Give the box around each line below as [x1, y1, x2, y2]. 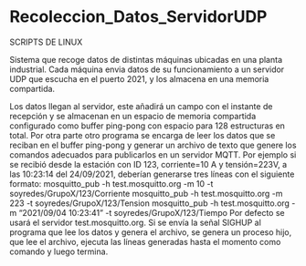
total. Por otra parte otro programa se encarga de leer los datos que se [9, 129, 276, 140]
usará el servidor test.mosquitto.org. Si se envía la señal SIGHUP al [9, 217, 262, 228]
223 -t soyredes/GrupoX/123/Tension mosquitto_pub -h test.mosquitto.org [9, 198, 290, 209]
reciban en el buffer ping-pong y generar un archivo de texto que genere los [9, 139, 297, 150]
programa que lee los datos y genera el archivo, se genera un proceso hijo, [9, 226, 292, 238]
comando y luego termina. [9, 246, 109, 257]
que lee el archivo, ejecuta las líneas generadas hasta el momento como [9, 236, 281, 247]
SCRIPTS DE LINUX [9, 36, 83, 47]
